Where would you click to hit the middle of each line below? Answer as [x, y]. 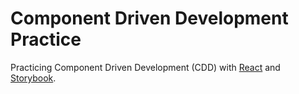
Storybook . [33, 78]
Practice [46, 39]
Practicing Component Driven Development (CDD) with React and [145, 67]
